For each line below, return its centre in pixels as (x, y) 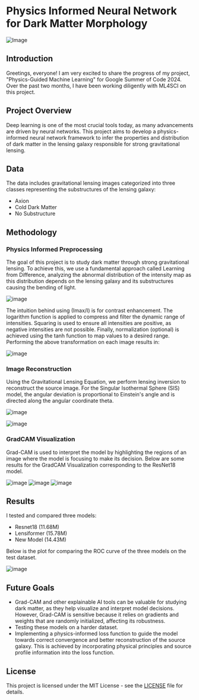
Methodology (32, 232)
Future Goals (30, 587)
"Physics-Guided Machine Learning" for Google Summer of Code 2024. (94, 79)
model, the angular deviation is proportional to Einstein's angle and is (91, 395)
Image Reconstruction (39, 368)
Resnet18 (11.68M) (37, 527)
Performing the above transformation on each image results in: (83, 342)
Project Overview (39, 111)
